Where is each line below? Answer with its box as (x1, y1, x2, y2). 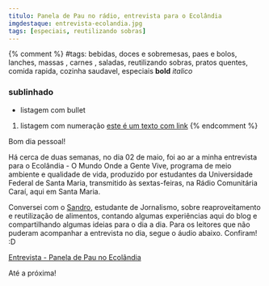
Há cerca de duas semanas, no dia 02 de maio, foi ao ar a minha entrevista (8, 152, 258, 162)
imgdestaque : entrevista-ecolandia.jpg (8, 19, 143, 28)
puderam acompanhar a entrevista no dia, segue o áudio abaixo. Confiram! (8, 228, 258, 237)
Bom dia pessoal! (8, 136, 66, 146)
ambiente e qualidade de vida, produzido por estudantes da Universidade (8, 169, 253, 179)
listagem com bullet (19, 105, 86, 114)
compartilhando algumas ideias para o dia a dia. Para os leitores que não (8, 220, 250, 229)
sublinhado (8, 87, 54, 98)
